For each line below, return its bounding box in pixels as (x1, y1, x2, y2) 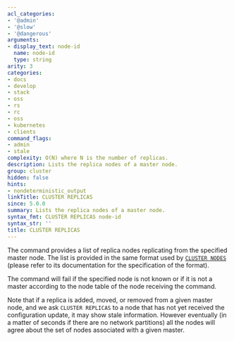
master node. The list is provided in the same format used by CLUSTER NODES (7, 253, 227, 261)
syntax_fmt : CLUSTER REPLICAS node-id (7, 213, 121, 221)
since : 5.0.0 (7, 200, 46, 208)
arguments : (7, 37, 39, 44)
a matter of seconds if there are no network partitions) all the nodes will (7, 318, 216, 326)
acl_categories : (7, 10, 55, 18)
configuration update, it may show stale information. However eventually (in (7, 311, 227, 319)
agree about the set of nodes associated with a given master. (7, 325, 185, 334)
